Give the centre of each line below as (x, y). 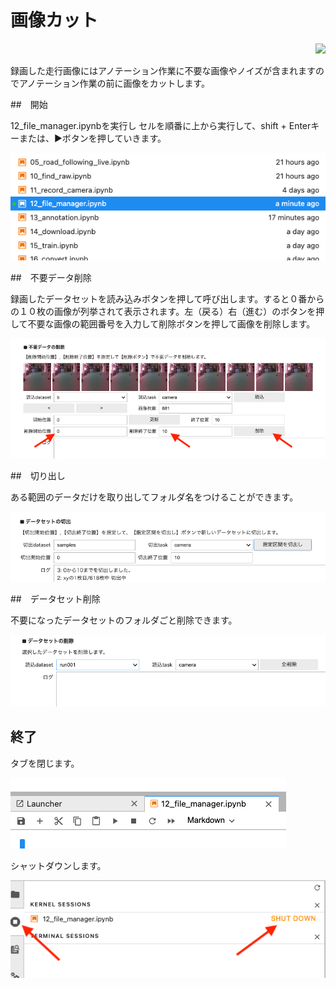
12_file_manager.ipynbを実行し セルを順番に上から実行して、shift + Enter (161, 125)
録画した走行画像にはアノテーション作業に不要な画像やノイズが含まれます (163, 70)
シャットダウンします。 (58, 865)
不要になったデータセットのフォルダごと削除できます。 (124, 620)
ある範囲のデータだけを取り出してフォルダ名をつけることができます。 (154, 497)
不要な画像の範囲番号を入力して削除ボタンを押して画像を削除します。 (171, 324)
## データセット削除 (55, 599)
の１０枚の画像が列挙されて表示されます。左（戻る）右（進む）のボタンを (163, 312)
